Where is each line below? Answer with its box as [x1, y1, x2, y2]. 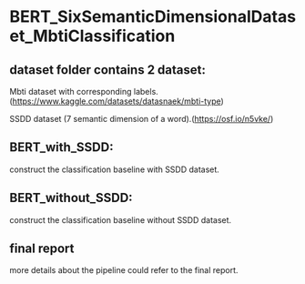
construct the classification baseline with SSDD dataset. [9, 164, 220, 175]
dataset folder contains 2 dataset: [9, 62, 207, 77]
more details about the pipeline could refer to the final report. [9, 265, 239, 276]
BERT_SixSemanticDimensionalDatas [9, 6, 297, 27]
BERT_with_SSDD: [9, 139, 114, 156]
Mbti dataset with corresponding [9, 86, 132, 96]
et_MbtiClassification [9, 25, 176, 46]
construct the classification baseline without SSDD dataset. [9, 214, 232, 225]
